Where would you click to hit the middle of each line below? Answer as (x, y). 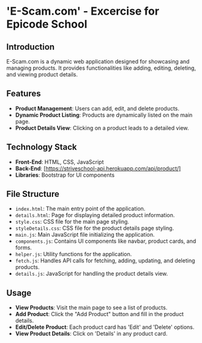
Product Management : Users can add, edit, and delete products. (97, 108)
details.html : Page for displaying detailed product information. (95, 215)
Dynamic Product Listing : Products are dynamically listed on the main (104, 115)
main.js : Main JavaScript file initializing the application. (85, 235)
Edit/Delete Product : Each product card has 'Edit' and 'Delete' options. (105, 327)
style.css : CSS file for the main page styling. (72, 222)
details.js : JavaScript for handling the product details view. (92, 274)
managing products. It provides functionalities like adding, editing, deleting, (101, 68)
